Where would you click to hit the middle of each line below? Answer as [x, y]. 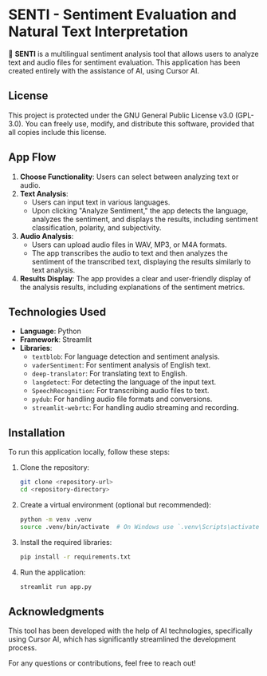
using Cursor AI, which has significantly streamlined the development [122, 639]
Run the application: [53, 572]
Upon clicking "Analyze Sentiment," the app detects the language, [140, 210]
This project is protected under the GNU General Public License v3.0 [121, 115]
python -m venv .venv [55, 519]
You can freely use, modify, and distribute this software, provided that [140, 123]
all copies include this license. [57, 132]
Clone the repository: [55, 467]
